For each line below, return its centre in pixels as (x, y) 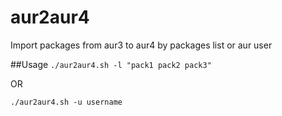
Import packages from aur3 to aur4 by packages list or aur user (141, 45)
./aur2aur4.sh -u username (66, 102)
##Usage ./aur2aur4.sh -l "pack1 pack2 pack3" (111, 64)
